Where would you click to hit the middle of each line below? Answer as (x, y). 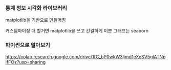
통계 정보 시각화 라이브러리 (36, 8)
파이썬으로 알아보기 (28, 45)
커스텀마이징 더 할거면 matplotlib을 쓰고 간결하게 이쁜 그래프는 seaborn (77, 31)
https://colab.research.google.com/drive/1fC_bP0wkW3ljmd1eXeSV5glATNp (85, 56)
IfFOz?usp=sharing (26, 62)
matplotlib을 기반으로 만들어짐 (36, 20)
